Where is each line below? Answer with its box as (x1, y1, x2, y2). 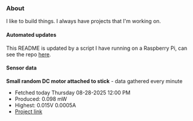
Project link (14, 108, 43, 115)
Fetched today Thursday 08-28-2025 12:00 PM (14, 89, 131, 96)
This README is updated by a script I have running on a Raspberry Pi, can (6, 44, 188, 52)
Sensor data (6, 64, 37, 72)
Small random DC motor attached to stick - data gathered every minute (6, 77, 183, 84)
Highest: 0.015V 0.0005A (14, 101, 76, 109)
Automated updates (6, 31, 56, 38)
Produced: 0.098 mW (14, 95, 67, 102)
